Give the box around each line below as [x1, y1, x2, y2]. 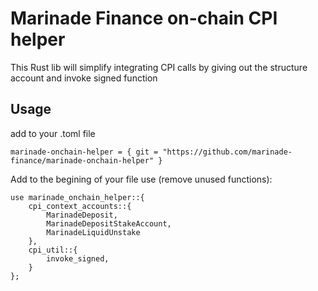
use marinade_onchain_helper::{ [10, 192, 145, 202]
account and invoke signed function [10, 72, 158, 84]
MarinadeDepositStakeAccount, [46, 218, 172, 229]
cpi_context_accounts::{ [28, 201, 132, 211]
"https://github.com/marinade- [162, 147, 293, 157]
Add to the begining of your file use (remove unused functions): [10, 173, 273, 185]
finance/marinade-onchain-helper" [10, 155, 155, 166]
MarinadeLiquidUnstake [46, 227, 141, 237]
